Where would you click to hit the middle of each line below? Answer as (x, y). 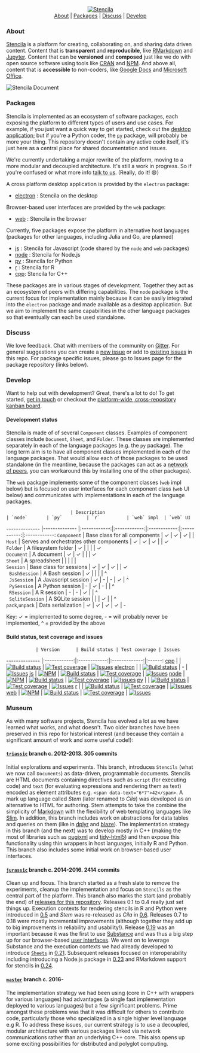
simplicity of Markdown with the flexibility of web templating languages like (99, 812)
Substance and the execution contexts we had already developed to (90, 947)
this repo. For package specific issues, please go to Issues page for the (94, 358)
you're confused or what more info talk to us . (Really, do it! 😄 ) (83, 172)
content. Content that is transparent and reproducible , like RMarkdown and (99, 51)
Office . (15, 76)
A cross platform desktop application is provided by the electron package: (98, 184)
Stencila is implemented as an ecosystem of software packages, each (92, 116)
